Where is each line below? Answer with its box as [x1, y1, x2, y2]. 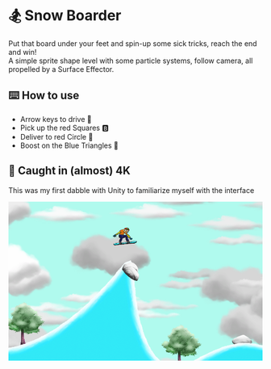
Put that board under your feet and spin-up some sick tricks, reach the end [8, 38, 257, 48]
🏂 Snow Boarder [8, 6, 122, 25]
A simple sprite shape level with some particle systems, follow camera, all [8, 56, 253, 65]
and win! [8, 47, 37, 57]
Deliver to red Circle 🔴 [19, 132, 94, 141]
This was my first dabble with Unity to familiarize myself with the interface [8, 185, 255, 195]
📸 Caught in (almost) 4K [8, 164, 131, 178]
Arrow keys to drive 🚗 [19, 114, 92, 124]
